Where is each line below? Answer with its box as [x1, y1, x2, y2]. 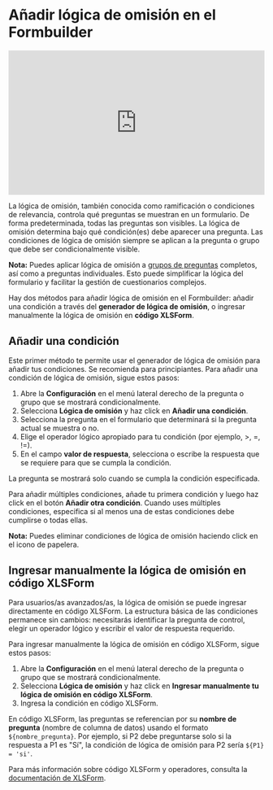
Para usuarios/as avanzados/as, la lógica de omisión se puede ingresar [8, 598, 247, 608]
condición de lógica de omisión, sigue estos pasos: [8, 373, 180, 383]
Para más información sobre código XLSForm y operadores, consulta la [8, 765, 248, 775]
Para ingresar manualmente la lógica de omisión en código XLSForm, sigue [8, 639, 260, 649]
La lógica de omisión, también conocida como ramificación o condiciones [8, 201, 255, 211]
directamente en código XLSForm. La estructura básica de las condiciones [8, 606, 258, 616]
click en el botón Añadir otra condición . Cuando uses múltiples [8, 498, 221, 508]
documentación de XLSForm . [8, 773, 106, 783]
